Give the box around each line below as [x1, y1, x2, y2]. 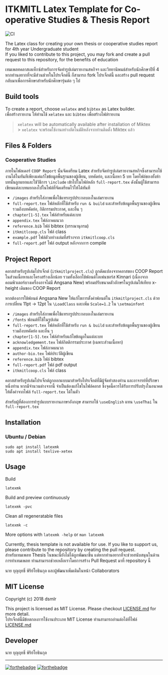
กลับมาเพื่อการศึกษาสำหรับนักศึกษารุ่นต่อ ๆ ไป [5, 77, 80, 83]
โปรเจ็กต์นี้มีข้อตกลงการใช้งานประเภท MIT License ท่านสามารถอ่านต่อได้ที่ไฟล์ [5, 616, 137, 622]
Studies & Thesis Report [47, 14, 150, 26]
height [5, 285, 18, 291]
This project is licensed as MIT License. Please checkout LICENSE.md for [5, 605, 156, 611]
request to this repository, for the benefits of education [5, 56, 118, 62]
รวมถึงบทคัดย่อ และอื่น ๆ [12, 328, 53, 334]
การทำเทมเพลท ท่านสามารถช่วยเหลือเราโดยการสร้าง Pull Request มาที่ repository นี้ [5, 557, 151, 564]
